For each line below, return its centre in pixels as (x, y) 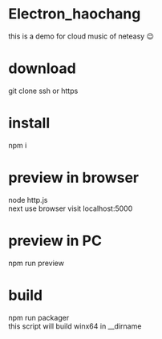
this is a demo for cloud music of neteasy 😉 (81, 36)
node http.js (28, 200)
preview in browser (74, 178)
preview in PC (55, 240)
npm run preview (36, 263)
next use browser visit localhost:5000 (71, 208)
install (29, 123)
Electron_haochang (75, 14)
